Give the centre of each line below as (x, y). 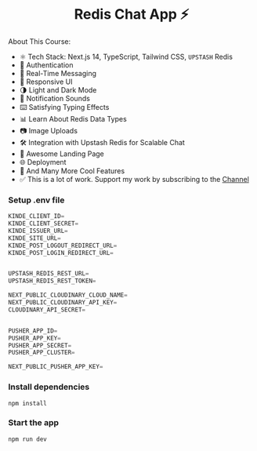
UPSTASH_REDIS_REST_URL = (49, 274)
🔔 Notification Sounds (54, 98)
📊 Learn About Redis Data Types (73, 118)
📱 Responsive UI (46, 82)
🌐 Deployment (43, 162)
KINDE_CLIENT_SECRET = (43, 224)
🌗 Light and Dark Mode (58, 89)
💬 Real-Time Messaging (58, 73)
